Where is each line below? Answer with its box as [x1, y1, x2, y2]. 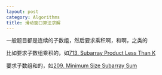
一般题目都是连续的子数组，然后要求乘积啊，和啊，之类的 [6, 37, 148, 44]
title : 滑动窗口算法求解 [6, 20, 61, 26]
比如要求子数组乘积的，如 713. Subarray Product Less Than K [6, 49, 156, 57]
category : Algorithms [6, 14, 60, 20]
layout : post [6, 8, 39, 15]
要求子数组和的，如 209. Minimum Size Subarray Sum [6, 62, 137, 69]
